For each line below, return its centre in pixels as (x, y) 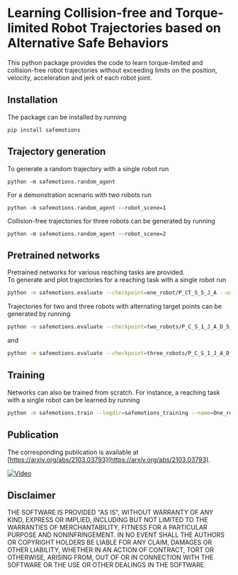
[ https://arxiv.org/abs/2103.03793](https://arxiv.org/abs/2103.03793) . (109, 459)
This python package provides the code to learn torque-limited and (105, 62)
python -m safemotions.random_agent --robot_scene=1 (87, 208)
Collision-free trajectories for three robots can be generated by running (111, 221)
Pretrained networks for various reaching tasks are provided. (96, 272)
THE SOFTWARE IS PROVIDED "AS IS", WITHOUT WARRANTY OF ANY (110, 512)
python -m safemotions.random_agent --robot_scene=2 (87, 234)
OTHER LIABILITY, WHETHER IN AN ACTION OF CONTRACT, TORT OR (110, 550)
